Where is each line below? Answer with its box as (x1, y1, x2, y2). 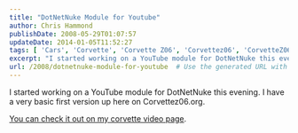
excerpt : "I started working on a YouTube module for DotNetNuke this (9, 54, 276, 63)
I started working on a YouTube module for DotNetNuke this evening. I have (9, 86, 286, 98)
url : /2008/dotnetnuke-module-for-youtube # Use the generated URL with (9, 63, 288, 72)
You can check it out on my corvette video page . (9, 113, 187, 124)
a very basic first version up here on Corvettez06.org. (9, 96, 206, 106)
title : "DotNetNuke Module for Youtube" (9, 12, 161, 22)
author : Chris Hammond (9, 21, 93, 30)
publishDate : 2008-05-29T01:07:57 (9, 29, 137, 38)
